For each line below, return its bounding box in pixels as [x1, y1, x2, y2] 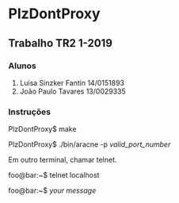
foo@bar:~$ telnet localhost [8, 170, 100, 180]
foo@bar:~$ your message [8, 186, 97, 195]
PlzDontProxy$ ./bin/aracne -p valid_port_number [8, 140, 171, 149]
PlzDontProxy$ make [8, 124, 77, 134]
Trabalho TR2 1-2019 [8, 36, 113, 50]
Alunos [8, 60, 37, 71]
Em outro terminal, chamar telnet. [8, 155, 117, 165]
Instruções [8, 106, 51, 117]
